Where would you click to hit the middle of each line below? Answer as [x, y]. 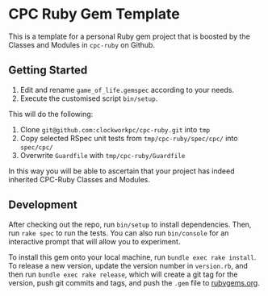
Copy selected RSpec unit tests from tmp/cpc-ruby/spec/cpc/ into [129, 138]
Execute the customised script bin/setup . [89, 98]
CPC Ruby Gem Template [94, 14]
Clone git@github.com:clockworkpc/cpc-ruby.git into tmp [115, 129]
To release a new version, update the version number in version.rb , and [128, 265]
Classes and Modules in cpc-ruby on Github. [82, 44]
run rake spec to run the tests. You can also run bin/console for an [119, 233]
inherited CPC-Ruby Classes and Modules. [80, 179]
